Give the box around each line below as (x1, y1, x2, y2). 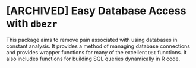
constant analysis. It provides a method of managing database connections (6, 43, 191, 50)
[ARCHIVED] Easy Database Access (6, 4, 186, 18)
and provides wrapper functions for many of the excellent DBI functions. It (6, 48, 187, 56)
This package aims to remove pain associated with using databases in (6, 36, 178, 43)
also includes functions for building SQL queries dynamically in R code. (6, 55, 181, 62)
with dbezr (6, 17, 58, 30)
